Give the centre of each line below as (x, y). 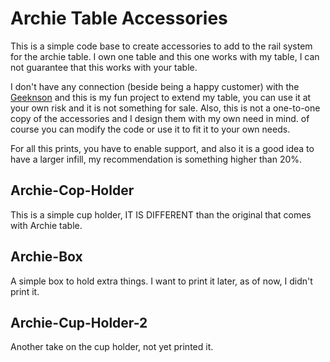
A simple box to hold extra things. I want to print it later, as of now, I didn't (161, 281)
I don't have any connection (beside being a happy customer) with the (155, 86)
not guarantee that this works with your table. (104, 67)
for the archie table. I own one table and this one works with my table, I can (165, 56)
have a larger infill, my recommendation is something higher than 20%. (156, 159)
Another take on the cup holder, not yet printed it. (112, 347)
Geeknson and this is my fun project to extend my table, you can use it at (161, 97)
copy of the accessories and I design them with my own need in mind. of (160, 118)
